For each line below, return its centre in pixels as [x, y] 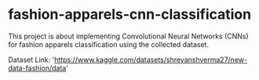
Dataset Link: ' [31, 60]
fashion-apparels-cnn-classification [130, 15]
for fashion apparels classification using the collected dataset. [109, 44]
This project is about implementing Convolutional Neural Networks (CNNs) [128, 36]
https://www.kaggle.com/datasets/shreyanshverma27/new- [151, 60]
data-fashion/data [37, 67]
